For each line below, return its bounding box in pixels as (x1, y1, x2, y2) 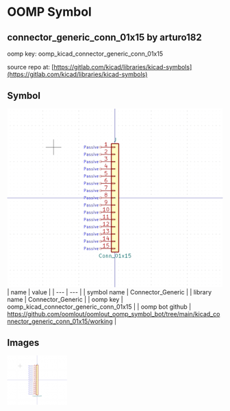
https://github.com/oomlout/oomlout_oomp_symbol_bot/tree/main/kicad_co (7, 309, 220, 318)
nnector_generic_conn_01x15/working (7, 317, 113, 325)
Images (7, 337, 40, 349)
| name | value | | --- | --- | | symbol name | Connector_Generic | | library (7, 287, 212, 296)
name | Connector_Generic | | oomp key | (7, 295, 123, 303)
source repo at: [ (7, 63, 54, 71)
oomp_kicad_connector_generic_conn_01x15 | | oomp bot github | (7, 303, 192, 311)
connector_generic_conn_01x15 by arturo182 (7, 32, 202, 43)
